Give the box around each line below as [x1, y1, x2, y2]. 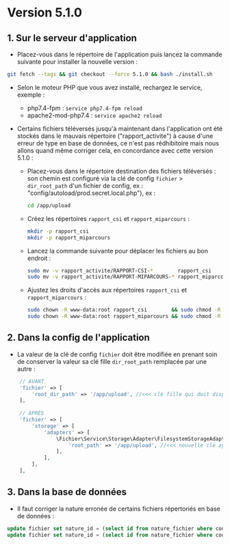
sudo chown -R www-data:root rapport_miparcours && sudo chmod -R [27, 313, 221, 320]
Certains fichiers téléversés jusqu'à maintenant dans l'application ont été [16, 124, 223, 132]
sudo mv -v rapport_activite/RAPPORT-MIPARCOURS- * [27, 273, 175, 281]
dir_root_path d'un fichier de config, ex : [27, 181, 144, 189]
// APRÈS [19, 410, 44, 417]
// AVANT [19, 378, 44, 385]
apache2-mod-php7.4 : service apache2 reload [27, 111, 162, 119]
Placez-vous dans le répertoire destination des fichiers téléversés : [27, 167, 216, 175]
